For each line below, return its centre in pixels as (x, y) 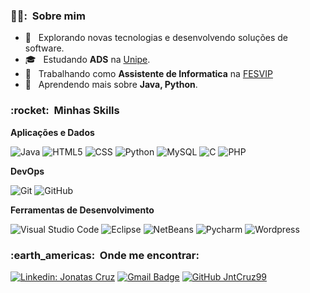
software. (44, 48)
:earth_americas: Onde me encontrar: (105, 255)
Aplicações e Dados (52, 132)
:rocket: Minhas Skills (65, 111)
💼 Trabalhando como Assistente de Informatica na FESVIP (148, 74)
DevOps (27, 171)
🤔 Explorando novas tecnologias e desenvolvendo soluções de (156, 38)
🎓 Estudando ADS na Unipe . (87, 60)
